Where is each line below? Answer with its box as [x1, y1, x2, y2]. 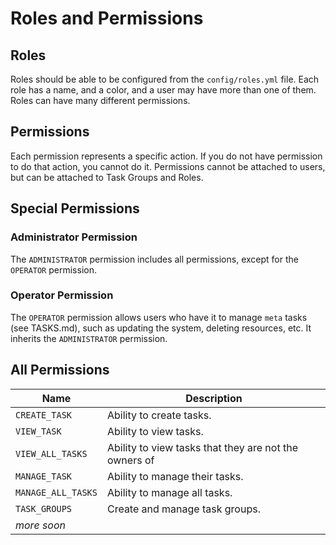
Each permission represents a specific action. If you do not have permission [10, 150, 323, 162]
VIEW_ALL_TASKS [15, 448, 88, 459]
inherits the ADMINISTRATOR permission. [10, 332, 168, 344]
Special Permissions [10, 200, 140, 217]
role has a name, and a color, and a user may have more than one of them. [10, 84, 317, 96]
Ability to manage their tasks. [106, 469, 244, 483]
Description [185, 391, 243, 405]
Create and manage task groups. [106, 502, 261, 516]
